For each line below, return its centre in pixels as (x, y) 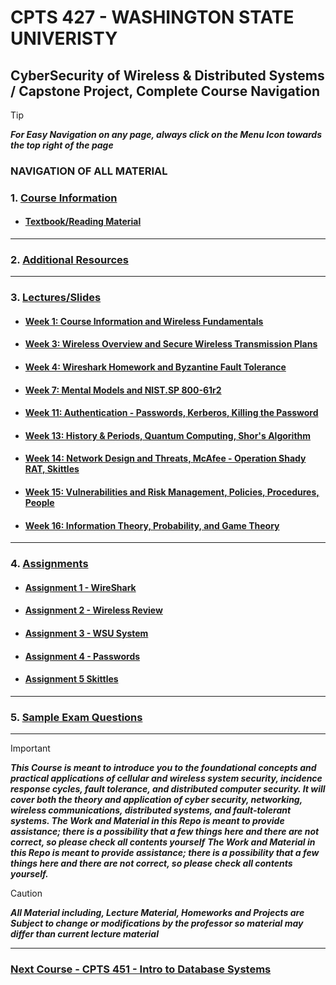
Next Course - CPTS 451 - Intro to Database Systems (141, 969)
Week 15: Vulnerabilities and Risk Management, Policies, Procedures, (172, 492)
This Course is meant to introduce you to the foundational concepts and (163, 768)
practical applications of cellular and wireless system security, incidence (166, 778)
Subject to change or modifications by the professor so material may (157, 923)
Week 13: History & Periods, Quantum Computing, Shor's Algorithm (168, 435)
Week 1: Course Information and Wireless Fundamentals (144, 321)
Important (30, 748)
